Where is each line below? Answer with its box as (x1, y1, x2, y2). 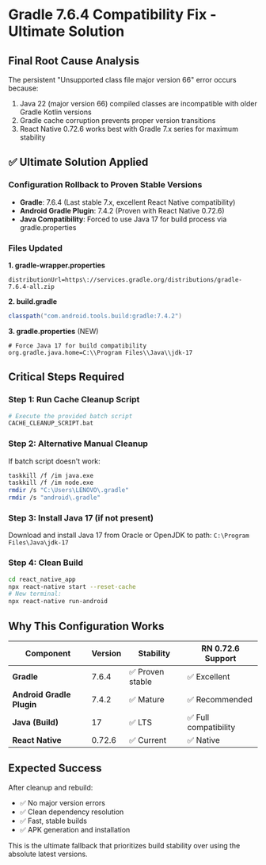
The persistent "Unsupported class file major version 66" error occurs (8, 75, 237, 84)
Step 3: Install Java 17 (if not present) (8, 513, 154, 524)
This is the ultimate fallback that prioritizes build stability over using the (8, 840, 241, 850)
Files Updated (8, 242, 63, 253)
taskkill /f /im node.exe (8, 479, 93, 487)
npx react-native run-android (8, 598, 108, 605)
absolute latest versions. (8, 849, 89, 859)
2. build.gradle (8, 296, 58, 306)
